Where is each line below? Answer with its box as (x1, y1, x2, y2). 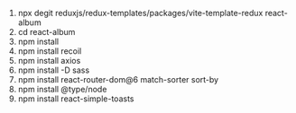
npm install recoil (17, 46, 82, 56)
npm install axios (17, 56, 81, 65)
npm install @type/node (17, 84, 107, 94)
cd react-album (17, 27, 76, 37)
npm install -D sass (17, 65, 90, 75)
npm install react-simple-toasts (17, 93, 134, 104)
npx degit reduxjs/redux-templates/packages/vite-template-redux (17, 8, 264, 18)
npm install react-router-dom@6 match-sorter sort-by (17, 74, 219, 84)
